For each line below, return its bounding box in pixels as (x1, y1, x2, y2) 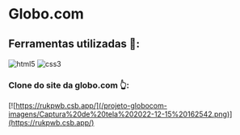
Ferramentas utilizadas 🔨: (8, 37, 140, 51)
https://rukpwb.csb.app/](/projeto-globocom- (15, 100, 167, 110)
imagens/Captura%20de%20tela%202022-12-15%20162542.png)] (8, 109, 233, 119)
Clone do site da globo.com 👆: (8, 80, 129, 91)
